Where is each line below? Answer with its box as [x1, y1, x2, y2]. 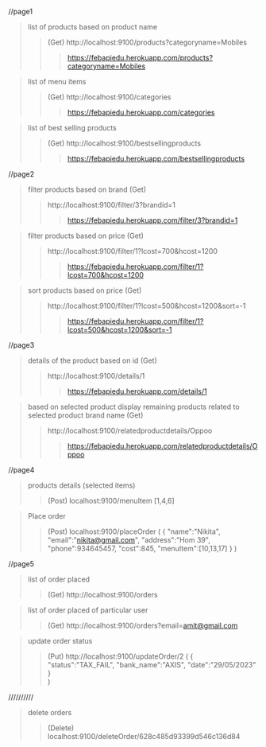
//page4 [8, 465, 35, 474]
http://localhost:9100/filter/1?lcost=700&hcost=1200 [47, 247, 218, 255]
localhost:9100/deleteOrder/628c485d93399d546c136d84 [47, 732, 241, 741]
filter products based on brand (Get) [27, 185, 147, 194]
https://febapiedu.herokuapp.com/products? [67, 53, 213, 62]
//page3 [8, 340, 35, 349]
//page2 [8, 169, 34, 178]
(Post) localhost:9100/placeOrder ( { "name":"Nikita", [47, 527, 221, 536]
